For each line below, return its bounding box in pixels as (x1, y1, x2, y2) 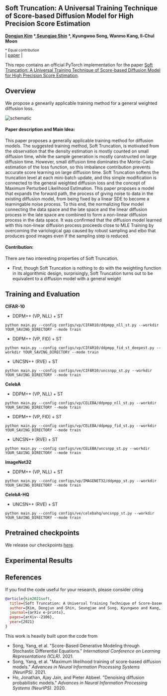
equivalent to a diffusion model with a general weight (12, 276, 121, 282)
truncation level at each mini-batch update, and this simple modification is (5, 174, 157, 180)
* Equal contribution (5, 47, 40, 53)
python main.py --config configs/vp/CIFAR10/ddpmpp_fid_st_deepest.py (5, 345, 155, 350)
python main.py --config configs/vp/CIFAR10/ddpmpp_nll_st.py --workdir (5, 323, 159, 328)
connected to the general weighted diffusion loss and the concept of (5, 179, 146, 186)
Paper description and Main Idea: (5, 127, 76, 133)
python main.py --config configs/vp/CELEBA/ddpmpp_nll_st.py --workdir (5, 400, 157, 405)
